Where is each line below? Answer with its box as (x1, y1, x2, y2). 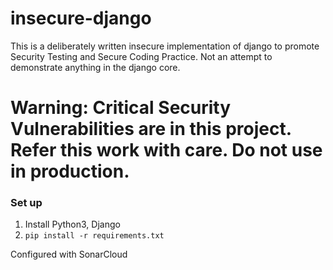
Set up (10, 196, 43, 210)
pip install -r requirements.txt (24, 231, 165, 241)
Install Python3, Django (24, 218, 121, 231)
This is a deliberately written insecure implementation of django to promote (10, 40, 320, 52)
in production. (10, 160, 130, 183)
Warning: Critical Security (10, 97, 232, 119)
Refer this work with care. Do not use (10, 139, 323, 162)
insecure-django (10, 7, 152, 30)
